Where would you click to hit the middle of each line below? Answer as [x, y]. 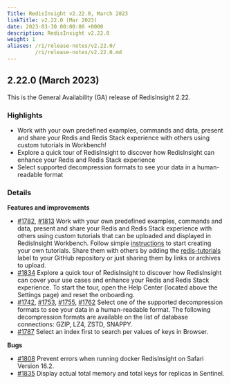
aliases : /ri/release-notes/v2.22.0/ [62, 46]
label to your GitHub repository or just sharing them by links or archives [119, 258]
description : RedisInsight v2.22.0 [58, 33]
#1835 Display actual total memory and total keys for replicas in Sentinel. [121, 374]
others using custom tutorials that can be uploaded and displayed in [114, 236]
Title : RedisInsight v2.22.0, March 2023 [68, 14]
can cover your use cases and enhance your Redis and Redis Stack [113, 280]
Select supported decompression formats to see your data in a [106, 167]
